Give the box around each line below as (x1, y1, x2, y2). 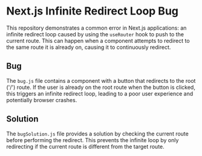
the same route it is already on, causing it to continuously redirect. (6, 44, 171, 51)
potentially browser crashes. (6, 96, 77, 103)
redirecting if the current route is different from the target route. (6, 143, 165, 150)
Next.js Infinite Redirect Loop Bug (6, 4, 178, 18)
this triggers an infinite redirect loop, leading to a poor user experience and (6, 89, 194, 97)
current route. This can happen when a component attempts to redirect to (6, 37, 190, 44)
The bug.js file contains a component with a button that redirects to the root (6, 77, 196, 84)
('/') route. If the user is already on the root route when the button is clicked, (6, 83, 195, 91)
